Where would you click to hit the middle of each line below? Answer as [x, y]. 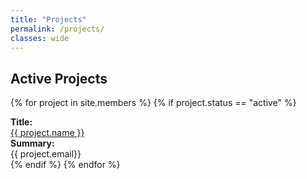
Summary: [32, 143]
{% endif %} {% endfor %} [65, 165]
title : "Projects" [48, 19]
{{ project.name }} [47, 133]
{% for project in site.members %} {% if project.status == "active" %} [153, 103]
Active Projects [59, 78]
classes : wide [40, 38]
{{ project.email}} [46, 154]
